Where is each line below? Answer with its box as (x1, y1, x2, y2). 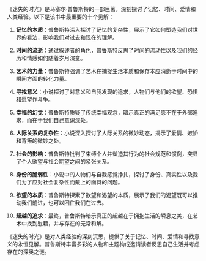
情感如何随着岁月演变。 (26, 55, 86, 61)
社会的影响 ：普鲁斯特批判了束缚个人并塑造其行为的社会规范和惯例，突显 (15, 150, 198, 157)
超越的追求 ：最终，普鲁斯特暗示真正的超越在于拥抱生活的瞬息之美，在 (15, 212, 193, 219)
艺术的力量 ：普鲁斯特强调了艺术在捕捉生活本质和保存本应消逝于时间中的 (15, 67, 198, 75)
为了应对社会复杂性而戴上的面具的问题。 (21, 178, 123, 186)
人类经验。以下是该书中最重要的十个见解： (7, 13, 114, 20)
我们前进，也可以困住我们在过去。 (21, 199, 108, 206)
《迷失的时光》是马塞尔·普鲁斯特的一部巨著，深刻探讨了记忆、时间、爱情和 (7, 6, 196, 12)
